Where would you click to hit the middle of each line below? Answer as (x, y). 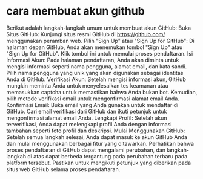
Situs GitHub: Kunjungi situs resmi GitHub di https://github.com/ (86, 34)
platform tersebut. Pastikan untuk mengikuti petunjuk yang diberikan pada (99, 163)
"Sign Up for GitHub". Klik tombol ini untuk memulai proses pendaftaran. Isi (100, 53)
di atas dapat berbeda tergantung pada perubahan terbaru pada (107, 156)
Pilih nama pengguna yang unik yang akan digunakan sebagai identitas (95, 73)
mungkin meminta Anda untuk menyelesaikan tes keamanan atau (87, 85)
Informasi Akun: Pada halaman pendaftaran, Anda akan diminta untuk (93, 60)
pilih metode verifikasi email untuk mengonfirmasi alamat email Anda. (93, 99)
